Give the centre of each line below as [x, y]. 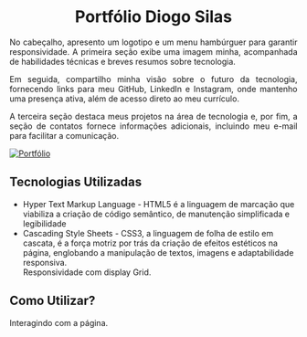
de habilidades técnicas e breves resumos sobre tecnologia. [122, 61]
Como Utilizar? [53, 301]
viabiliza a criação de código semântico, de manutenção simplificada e [156, 214]
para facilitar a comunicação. [64, 135]
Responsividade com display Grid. [87, 272]
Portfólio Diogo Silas [153, 17]
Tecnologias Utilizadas [76, 182]
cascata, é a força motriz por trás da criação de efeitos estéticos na [150, 243]
